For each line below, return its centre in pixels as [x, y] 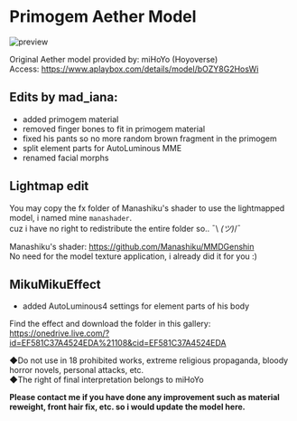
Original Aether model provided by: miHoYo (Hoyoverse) [114, 59]
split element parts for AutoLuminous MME [102, 148]
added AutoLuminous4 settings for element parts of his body [136, 306]
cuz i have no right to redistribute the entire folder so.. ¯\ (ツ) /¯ [125, 228]
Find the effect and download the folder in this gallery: [110, 324]
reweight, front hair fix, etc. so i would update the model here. [127, 407]
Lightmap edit [49, 186]
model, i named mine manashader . [71, 217]
